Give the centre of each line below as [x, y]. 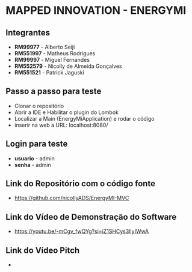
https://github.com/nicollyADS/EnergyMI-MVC [72, 198]
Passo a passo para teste [54, 92]
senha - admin [33, 165]
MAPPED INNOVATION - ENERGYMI [96, 11]
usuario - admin [35, 158]
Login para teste [37, 144]
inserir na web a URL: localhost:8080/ [61, 125]
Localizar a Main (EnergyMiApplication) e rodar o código [84, 118]
